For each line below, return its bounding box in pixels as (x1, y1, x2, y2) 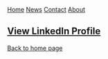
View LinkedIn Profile (7, 26, 101, 37)
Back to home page (7, 44, 63, 52)
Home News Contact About (7, 6, 85, 13)
